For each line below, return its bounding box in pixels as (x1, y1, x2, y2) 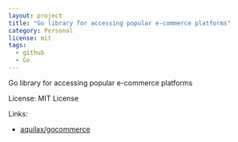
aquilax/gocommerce (19, 124, 91, 134)
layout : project (8, 11, 63, 20)
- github (15, 49, 45, 57)
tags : (8, 41, 26, 49)
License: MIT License (8, 93, 79, 103)
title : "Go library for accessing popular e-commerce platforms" (8, 19, 231, 27)
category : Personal (8, 26, 74, 34)
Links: (8, 108, 28, 118)
